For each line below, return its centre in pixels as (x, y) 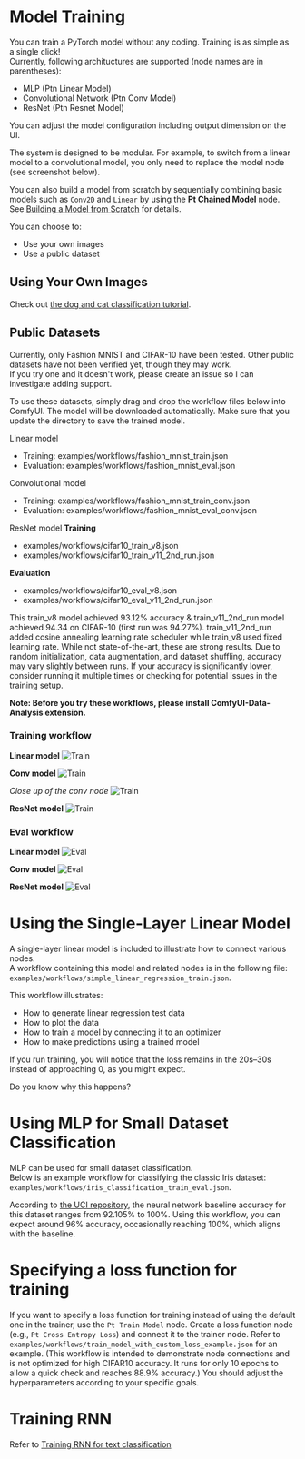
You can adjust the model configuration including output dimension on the (148, 125)
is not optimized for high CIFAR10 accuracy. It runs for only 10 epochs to (144, 1363)
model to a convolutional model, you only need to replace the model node (147, 162)
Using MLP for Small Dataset (119, 1123)
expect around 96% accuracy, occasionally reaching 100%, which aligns (145, 1225)
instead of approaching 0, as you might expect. (98, 1069)
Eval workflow (42, 831)
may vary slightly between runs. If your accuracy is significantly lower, (141, 666)
